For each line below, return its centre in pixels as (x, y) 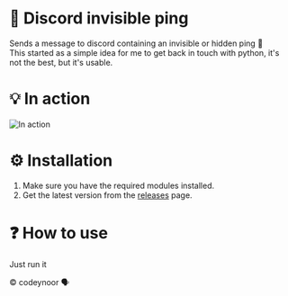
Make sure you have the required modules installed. (118, 185)
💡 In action (50, 99)
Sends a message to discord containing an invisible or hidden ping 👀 (136, 43)
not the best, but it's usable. (61, 62)
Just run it (28, 264)
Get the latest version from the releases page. (107, 195)
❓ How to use (58, 233)
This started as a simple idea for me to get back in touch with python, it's (144, 52)
